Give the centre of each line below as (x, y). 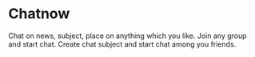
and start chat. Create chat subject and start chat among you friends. (122, 44)
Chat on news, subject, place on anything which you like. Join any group (127, 36)
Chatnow (39, 14)
